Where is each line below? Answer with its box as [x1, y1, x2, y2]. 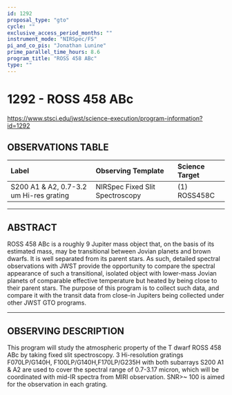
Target [177, 171, 200, 180]
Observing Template [95, 166, 164, 176]
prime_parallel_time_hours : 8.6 [7, 49, 100, 56]
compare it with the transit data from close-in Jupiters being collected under [7, 291, 224, 300]
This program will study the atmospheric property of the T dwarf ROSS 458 [7, 343, 222, 351]
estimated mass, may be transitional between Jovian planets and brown [7, 247, 211, 256]
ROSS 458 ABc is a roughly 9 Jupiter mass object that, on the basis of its [7, 240, 215, 249]
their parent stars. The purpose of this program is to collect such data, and [7, 284, 220, 292]
